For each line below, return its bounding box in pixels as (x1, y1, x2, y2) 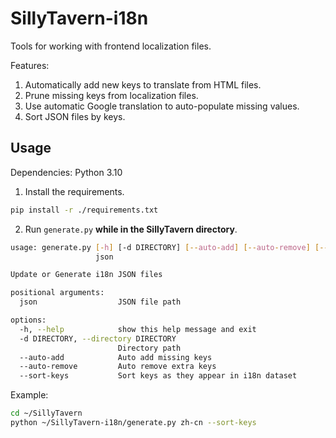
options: (10, 315, 47, 325)
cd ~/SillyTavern (10, 408, 83, 419)
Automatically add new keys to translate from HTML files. (24, 78, 262, 91)
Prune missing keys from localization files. (24, 89, 199, 101)
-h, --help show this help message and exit (19, 324, 257, 334)
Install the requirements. (24, 185, 125, 197)
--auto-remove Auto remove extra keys (19, 362, 217, 372)
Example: (10, 389, 49, 401)
